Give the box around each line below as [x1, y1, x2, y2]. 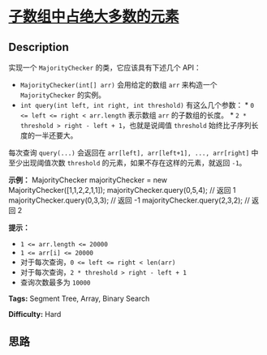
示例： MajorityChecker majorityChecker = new [8, 175, 168, 185]
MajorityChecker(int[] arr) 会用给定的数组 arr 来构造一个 [19, 80, 217, 89]
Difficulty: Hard [8, 310, 62, 319]
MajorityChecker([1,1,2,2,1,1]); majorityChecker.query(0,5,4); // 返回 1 [8, 186, 237, 195]
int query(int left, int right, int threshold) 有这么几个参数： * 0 [19, 101, 254, 109]
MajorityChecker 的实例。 [19, 90, 106, 100]
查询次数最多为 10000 [19, 277, 91, 287]
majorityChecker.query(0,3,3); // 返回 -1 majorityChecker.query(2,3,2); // [8, 195, 250, 205]
